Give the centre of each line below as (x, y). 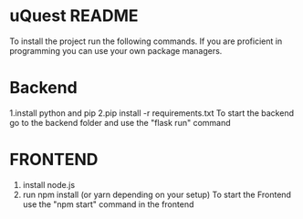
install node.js (49, 184)
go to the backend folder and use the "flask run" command (120, 122)
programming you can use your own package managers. (116, 50)
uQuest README (74, 16)
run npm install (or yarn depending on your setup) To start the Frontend (157, 194)
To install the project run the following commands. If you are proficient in (146, 41)
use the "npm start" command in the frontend (108, 204)
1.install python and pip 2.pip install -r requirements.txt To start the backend (152, 113)
